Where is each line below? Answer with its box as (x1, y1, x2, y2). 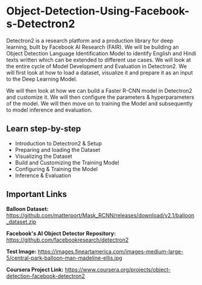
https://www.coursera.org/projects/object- (65, 266, 171, 273)
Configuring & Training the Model (14, 165, 98, 172)
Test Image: (6, 248, 37, 255)
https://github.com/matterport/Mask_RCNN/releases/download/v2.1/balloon (6, 211, 195, 219)
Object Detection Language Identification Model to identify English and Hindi (6, 49, 197, 57)
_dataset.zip (6, 218, 37, 225)
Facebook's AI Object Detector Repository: (6, 230, 116, 237)
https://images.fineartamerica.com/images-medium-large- (37, 248, 184, 255)
